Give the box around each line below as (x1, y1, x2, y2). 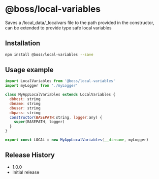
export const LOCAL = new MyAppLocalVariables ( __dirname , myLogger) (5, 137, 149, 143)
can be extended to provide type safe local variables (5, 25, 112, 30)
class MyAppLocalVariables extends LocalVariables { (5, 92, 116, 97)
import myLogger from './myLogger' (5, 83, 78, 88)
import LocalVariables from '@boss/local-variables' (5, 78, 116, 84)
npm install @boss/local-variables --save (5, 52, 94, 57)
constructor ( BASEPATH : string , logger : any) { (9, 115, 102, 120)
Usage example (5, 66, 54, 74)
